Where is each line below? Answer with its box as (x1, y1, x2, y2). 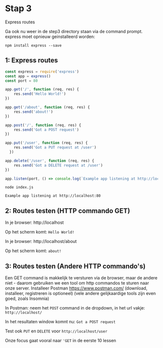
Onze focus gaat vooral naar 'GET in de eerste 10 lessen (5, 338, 116, 343)
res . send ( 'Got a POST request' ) (14, 127, 79, 132)
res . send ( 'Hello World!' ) (14, 92, 66, 96)
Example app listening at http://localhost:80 (5, 193, 101, 199)
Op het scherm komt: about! (5, 248, 62, 254)
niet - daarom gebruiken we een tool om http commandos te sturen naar (5, 280, 149, 286)
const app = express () (5, 73, 51, 78)
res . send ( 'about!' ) (14, 109, 53, 114)
